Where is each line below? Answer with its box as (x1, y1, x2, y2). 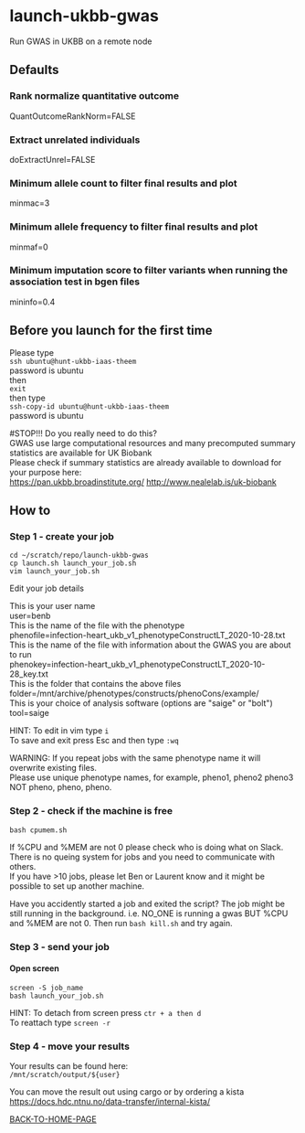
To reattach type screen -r (9, 1017, 111, 1028)
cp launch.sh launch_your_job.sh (9, 559, 137, 568)
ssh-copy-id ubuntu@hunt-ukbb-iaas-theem (9, 401, 170, 412)
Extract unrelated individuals (9, 134, 141, 146)
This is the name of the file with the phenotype (9, 620, 185, 631)
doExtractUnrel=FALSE (9, 154, 96, 165)
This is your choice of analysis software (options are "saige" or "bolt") (9, 698, 273, 709)
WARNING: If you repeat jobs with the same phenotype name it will (9, 753, 261, 764)
